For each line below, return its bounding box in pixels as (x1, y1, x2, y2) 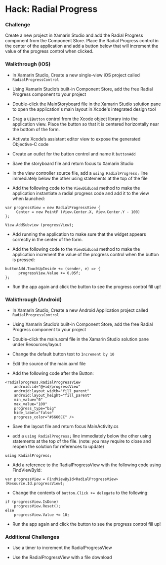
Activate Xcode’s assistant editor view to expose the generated (12, 136, 141, 142)
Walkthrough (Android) (5, 296, 62, 303)
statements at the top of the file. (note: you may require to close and (12, 438, 151, 444)
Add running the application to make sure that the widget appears (12, 231, 147, 237)
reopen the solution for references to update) (12, 443, 105, 450)
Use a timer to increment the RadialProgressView (12, 545, 112, 551)
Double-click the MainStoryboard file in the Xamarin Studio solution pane (12, 101, 161, 107)
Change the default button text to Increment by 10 (12, 351, 115, 357)
